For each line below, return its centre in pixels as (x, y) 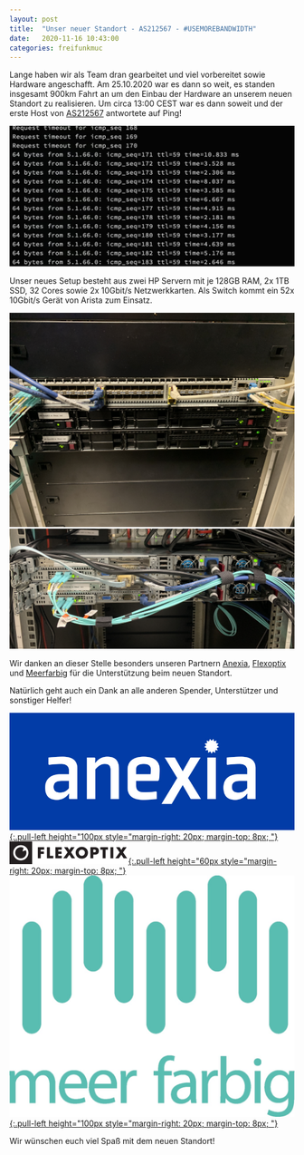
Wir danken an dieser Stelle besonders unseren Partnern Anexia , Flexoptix (148, 664)
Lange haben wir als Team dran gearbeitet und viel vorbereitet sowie (138, 75)
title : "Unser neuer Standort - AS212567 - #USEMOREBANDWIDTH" (133, 29)
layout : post (34, 19)
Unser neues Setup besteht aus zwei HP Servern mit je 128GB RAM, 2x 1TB (149, 281)
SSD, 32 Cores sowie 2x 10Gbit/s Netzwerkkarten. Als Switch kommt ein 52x (152, 291)
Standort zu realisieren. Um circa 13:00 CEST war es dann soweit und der (146, 103)
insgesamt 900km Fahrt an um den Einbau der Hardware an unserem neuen (151, 94)
